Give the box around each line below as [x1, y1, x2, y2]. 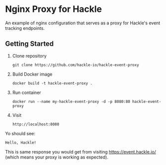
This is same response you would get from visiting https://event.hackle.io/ [5, 149, 156, 155]
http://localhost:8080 [12, 122, 59, 127]
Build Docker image [12, 71, 53, 77]
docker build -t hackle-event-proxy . [12, 81, 93, 85]
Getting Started [5, 40, 54, 48]
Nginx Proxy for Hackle [5, 3, 103, 15]
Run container [12, 89, 41, 95]
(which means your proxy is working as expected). [5, 154, 109, 160]
